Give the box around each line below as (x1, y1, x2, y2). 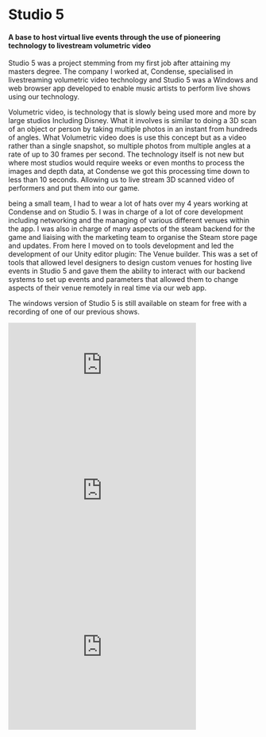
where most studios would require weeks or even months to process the (8, 158, 245, 168)
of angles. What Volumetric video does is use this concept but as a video (8, 133, 247, 142)
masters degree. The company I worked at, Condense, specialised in (8, 67, 233, 76)
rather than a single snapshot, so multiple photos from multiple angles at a (8, 141, 252, 151)
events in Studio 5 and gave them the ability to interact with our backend (8, 266, 245, 276)
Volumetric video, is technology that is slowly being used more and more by (8, 107, 256, 117)
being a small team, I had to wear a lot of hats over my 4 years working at (8, 199, 249, 208)
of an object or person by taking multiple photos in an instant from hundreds (8, 125, 258, 134)
